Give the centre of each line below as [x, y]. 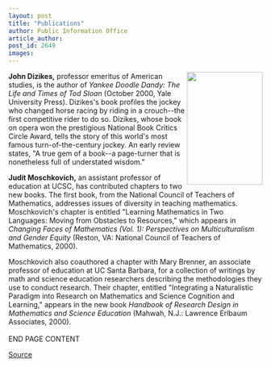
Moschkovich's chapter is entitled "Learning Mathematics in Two [116, 212]
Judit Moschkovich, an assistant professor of [85, 177]
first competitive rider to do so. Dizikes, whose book [95, 119]
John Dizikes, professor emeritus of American [85, 76]
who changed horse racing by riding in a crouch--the [97, 111]
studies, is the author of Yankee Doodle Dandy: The [94, 85]
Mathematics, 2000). [43, 246]
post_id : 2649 [32, 46]
